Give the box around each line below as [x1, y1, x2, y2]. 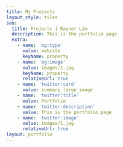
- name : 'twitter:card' [17, 82, 77, 88]
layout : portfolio [6, 131, 52, 138]
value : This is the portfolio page [22, 109, 112, 115]
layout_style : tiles [6, 14, 58, 20]
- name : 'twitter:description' [17, 103, 96, 110]
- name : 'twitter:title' [17, 92, 80, 98]
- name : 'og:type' [17, 43, 63, 49]
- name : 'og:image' [17, 59, 66, 65]
